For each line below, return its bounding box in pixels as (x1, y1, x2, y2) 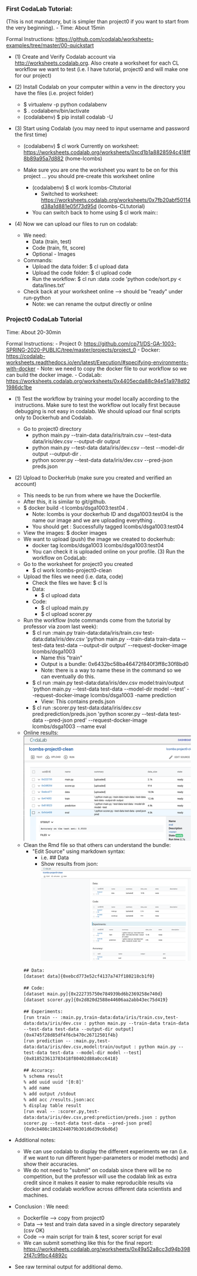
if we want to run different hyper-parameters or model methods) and (23, 1154, 189, 1161)
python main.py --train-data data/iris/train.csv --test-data (32, 431, 172, 438)
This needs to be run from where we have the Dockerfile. (23, 491, 161, 498)
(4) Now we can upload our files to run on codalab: (14, 220, 138, 227)
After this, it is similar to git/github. (23, 498, 107, 505)
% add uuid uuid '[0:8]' (23, 1079, 84, 1086)
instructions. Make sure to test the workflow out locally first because (14, 401, 181, 408)
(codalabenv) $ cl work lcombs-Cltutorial (32, 184, 132, 191)
